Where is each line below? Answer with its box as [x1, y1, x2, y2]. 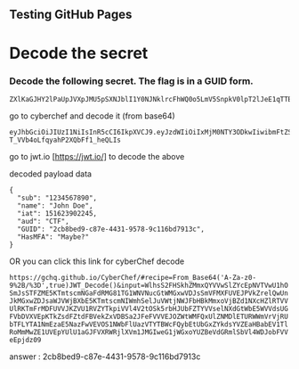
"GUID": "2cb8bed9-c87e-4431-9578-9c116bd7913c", [17, 225, 205, 234]
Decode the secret [9, 43, 149, 63]
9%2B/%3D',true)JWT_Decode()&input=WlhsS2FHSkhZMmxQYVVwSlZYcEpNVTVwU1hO [9, 281, 289, 290]
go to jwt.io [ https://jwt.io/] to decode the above [9, 151, 185, 161]
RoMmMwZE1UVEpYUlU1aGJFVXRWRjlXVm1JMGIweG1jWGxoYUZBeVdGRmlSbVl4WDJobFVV [9, 327, 289, 337]
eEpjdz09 [9, 335, 42, 344]
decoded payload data [9, 168, 92, 179]
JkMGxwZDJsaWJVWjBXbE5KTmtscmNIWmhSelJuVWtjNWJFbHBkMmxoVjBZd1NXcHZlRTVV [9, 296, 289, 306]
